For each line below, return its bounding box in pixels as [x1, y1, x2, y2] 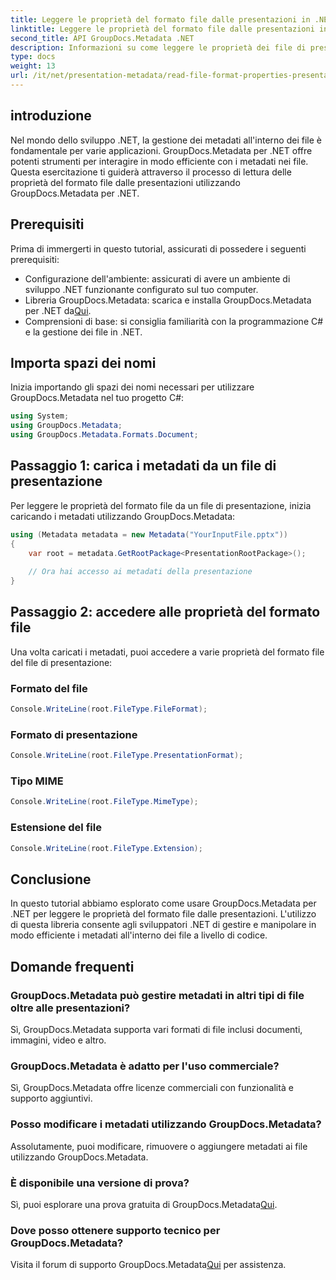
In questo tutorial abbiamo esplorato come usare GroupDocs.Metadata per [10, 897, 317, 910]
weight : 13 [10, 61, 56, 71]
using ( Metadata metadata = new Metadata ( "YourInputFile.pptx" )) [10, 529, 288, 540]
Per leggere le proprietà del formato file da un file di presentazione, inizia [10, 499, 312, 511]
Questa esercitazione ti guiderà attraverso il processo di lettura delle [10, 166, 292, 178]
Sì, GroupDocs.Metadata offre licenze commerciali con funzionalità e [10, 1082, 294, 1094]
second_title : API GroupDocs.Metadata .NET [10, 33, 195, 43]
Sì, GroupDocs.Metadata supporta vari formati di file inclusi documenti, [10, 1024, 303, 1035]
